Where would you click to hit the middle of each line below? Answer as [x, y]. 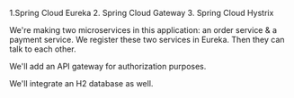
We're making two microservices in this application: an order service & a [143, 30]
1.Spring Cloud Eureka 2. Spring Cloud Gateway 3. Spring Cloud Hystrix [142, 13]
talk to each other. [43, 49]
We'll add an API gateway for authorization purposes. [108, 66]
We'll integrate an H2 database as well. [81, 83]
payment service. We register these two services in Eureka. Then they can [147, 40]
